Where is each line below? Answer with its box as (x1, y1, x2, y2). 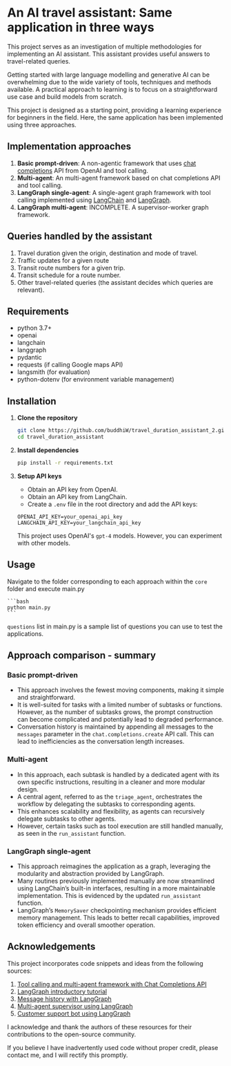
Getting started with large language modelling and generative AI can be (7, 71, 210, 79)
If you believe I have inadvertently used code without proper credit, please (7, 1043, 219, 1051)
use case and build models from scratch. (7, 92, 123, 101)
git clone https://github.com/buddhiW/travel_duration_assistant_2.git (17, 427, 228, 434)
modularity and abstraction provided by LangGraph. (17, 869, 165, 877)
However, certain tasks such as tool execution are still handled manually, (17, 821, 223, 830)
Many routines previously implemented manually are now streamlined (17, 877, 215, 885)
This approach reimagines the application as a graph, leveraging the (17, 862, 211, 870)
